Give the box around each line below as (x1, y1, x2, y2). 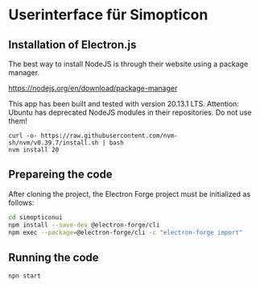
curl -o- (8, 131, 38, 140)
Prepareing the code (8, 168, 113, 182)
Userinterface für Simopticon (8, 6, 208, 24)
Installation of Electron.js (8, 38, 137, 52)
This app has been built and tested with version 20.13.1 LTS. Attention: (8, 99, 240, 108)
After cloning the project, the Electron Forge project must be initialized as (8, 189, 251, 198)
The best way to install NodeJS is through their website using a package (8, 59, 249, 69)
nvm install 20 (8, 146, 60, 154)
